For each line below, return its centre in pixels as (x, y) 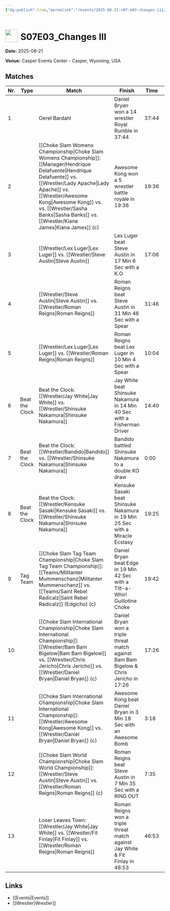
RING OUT (126, 796)
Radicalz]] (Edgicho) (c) (67, 604)
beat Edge (126, 563)
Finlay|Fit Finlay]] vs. (63, 839)
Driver (121, 431)
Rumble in (126, 131)
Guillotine (125, 601)
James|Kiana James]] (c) (69, 227)
